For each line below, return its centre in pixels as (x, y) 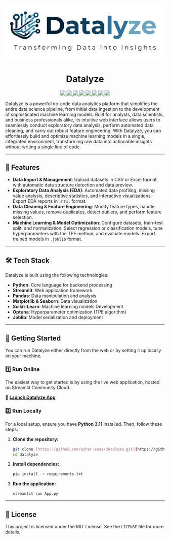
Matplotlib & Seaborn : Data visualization (55, 301)
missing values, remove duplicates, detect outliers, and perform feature (87, 212)
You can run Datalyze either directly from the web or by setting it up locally (83, 351)
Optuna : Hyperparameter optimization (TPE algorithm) (69, 312)
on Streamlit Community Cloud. (38, 388)
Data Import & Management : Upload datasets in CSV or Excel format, (85, 180)
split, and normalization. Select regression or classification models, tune (88, 228)
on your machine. (24, 356)
